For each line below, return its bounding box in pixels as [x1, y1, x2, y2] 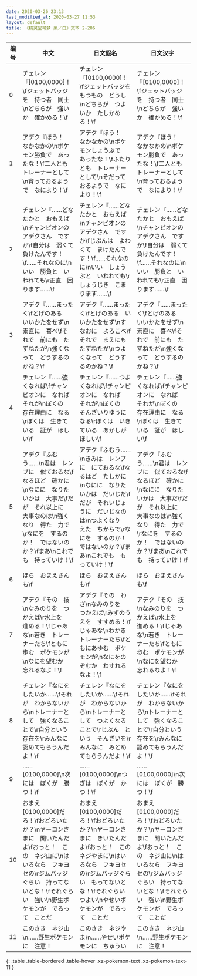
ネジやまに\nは [79, 852, 121, 860]
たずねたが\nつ [79, 345, 121, 353]
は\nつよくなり [79, 516, 121, 524]
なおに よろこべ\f [79, 327, 131, 335]
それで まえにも [79, 336, 127, 344]
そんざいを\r [97, 735, 131, 743]
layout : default [6, 19, 46, 25]
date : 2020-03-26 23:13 [6, 8, 64, 15]
